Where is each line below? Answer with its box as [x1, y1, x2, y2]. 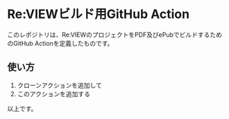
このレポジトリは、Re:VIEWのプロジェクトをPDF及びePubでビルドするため [7, 30, 223, 39]
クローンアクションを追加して [17, 81, 102, 89]
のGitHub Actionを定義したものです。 [7, 39, 114, 47]
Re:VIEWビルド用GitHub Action [7, 6, 189, 22]
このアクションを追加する [17, 89, 91, 98]
